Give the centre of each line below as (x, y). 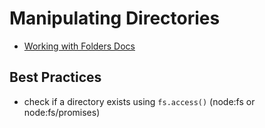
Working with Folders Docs (79, 46)
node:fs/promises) (62, 112)
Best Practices (55, 77)
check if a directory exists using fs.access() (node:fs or (139, 101)
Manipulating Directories (115, 18)
